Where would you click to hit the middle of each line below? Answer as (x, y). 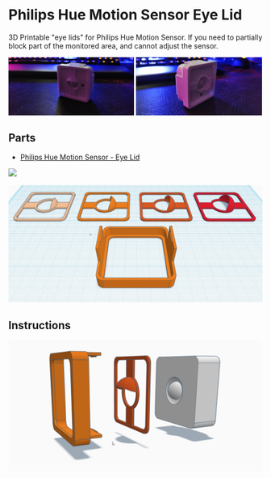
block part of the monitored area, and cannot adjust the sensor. (114, 45)
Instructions (40, 325)
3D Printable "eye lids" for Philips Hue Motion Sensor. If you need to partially (135, 37)
